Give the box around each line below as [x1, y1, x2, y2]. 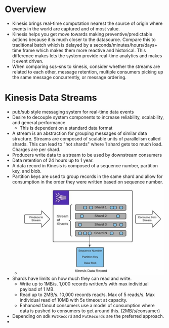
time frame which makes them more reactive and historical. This [12, 47, 146, 53]
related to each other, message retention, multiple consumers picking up [12, 68, 163, 75]
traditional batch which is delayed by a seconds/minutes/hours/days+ [12, 42, 158, 48]
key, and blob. [12, 168, 41, 174]
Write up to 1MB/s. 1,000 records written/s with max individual [19, 281, 149, 287]
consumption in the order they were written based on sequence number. [12, 178, 163, 185]
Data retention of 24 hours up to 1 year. [12, 157, 94, 163]
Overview [5, 4, 47, 15]
